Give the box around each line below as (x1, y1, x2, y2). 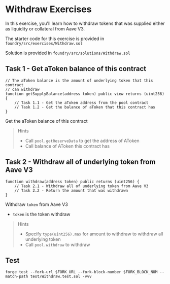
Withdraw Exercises (5, 4, 92, 15)
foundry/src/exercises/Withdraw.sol (5, 41, 83, 46)
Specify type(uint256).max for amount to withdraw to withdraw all (25, 231, 163, 237)
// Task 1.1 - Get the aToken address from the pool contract (14, 100, 149, 105)
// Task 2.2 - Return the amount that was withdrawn (14, 188, 128, 193)
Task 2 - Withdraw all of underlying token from (5, 158, 156, 166)
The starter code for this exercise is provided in (5, 35, 105, 42)
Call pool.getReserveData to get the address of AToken (25, 137, 140, 144)
